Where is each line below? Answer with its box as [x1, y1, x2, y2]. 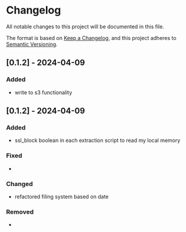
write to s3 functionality [14, 89, 72, 96]
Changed [6, 180, 34, 188]
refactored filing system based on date [14, 193, 109, 200]
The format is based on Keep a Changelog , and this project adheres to [6, 34, 177, 41]
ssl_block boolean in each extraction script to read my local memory [14, 137, 181, 144]
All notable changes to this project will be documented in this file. [6, 23, 165, 30]
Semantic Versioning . [6, 41, 58, 48]
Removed [6, 207, 34, 216]
